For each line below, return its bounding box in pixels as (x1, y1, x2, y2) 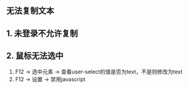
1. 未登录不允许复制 (6, 28, 78, 38)
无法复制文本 (6, 5, 55, 16)
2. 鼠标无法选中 (6, 51, 64, 61)
